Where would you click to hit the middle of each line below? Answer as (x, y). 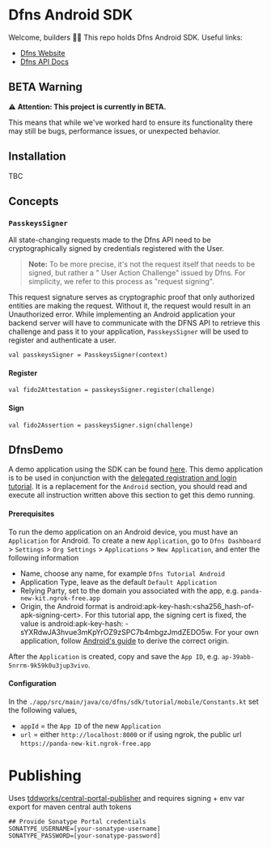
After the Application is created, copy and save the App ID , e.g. (114, 656)
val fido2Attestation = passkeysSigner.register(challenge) (112, 390)
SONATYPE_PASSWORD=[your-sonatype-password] (85, 836)
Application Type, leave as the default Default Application (118, 582)
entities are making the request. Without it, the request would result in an (129, 306)
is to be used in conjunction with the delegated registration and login (123, 478)
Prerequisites (32, 514)
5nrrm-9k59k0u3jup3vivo (49, 666)
